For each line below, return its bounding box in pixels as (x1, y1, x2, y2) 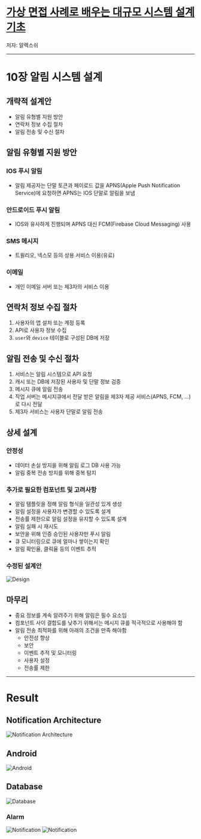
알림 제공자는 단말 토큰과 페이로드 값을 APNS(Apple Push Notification (14, 181, 181, 189)
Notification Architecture (6, 715, 102, 725)
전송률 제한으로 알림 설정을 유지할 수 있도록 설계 (14, 516, 127, 523)
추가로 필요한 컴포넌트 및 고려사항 (6, 486, 97, 494)
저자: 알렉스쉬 (6, 41, 39, 49)
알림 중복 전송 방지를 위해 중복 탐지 (14, 469, 97, 476)
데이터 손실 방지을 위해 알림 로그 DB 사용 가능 (14, 462, 121, 469)
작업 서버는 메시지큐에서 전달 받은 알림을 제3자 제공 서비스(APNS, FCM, (14, 393, 184, 400)
